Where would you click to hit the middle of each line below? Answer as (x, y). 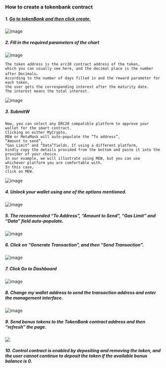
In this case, (20, 167)
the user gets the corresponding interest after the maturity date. (77, 87)
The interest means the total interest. (47, 91)
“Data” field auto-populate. (34, 221)
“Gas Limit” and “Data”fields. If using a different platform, (72, 145)
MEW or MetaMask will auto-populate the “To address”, (63, 137)
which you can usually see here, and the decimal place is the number (79, 68)
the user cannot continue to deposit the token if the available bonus (76, 356)
